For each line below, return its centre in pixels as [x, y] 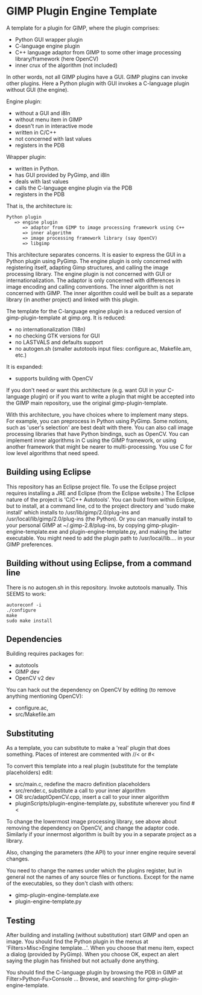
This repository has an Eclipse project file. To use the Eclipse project [91, 487]
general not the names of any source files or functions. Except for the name [100, 877]
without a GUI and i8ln [43, 113]
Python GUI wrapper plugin [49, 39]
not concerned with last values [53, 139]
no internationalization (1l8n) [50, 329]
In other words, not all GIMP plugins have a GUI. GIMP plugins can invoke [97, 77]
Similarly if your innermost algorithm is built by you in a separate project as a [101, 834]
